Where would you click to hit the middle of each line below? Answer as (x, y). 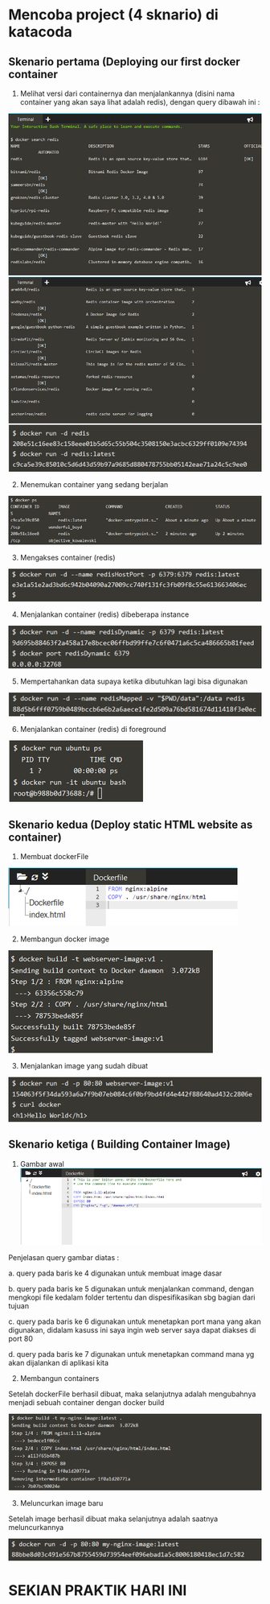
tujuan (19, 1306)
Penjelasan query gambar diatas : (64, 1257)
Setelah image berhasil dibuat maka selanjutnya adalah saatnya (113, 1519)
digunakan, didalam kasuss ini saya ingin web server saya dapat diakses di (132, 1330)
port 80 (21, 1339)
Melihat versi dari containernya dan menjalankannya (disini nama (127, 93)
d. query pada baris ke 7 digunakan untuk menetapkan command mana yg (131, 1354)
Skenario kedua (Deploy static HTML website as (131, 824)
